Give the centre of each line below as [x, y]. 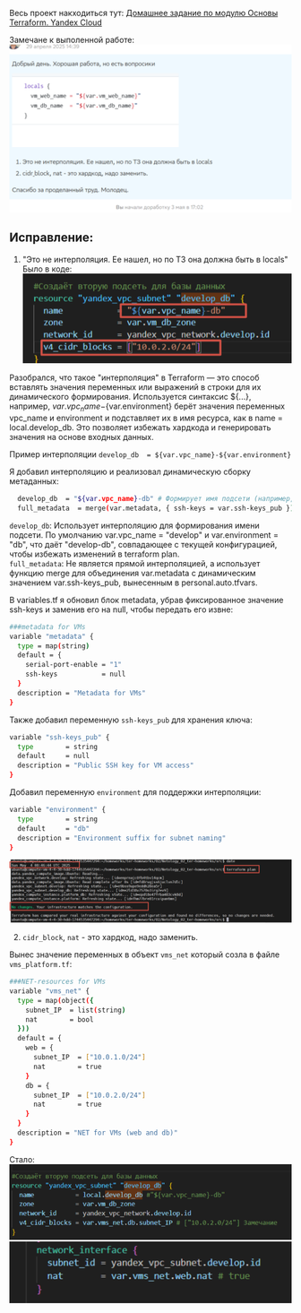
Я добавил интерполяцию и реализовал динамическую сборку [130, 472]
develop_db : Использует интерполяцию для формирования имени [134, 525]
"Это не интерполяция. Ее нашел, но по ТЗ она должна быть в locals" [155, 259]
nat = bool [60, 1019]
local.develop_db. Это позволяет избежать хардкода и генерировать [140, 428]
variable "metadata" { [52, 636]
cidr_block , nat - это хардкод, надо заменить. [110, 937]
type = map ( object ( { [56, 1000]
